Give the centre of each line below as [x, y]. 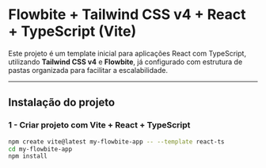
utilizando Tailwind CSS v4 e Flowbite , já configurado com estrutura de [125, 62]
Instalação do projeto [62, 103]
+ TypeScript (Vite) [72, 31]
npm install [28, 156]
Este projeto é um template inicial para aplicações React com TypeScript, [127, 53]
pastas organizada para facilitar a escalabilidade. [88, 70]
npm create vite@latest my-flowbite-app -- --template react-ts [116, 141]
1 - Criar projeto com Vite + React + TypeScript [99, 125]
